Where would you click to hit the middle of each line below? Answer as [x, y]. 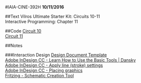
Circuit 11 [14, 36]
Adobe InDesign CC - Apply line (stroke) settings [54, 65]
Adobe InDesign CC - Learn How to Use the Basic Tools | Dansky [70, 60]
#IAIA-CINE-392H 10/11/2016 [35, 7]
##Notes [14, 45]
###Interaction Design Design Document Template [56, 55]
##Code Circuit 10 [23, 31]
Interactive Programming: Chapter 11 [41, 22]
